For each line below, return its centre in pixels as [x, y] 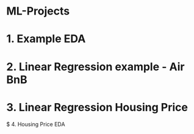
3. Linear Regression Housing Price [97, 107]
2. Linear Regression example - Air [95, 66]
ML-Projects [38, 11]
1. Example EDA [46, 39]
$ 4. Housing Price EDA [36, 124]
